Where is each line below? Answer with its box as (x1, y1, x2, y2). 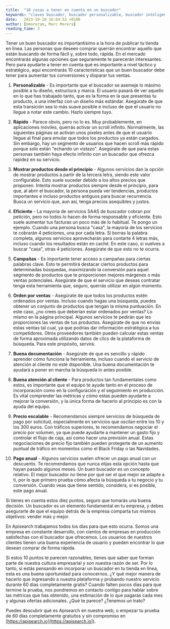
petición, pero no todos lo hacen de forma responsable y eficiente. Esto (13, 214, 162, 220)
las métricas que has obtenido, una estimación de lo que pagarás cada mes (6, 593, 163, 599)
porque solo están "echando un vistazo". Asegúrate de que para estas (13, 146, 159, 152)
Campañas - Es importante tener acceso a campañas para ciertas (13, 256, 151, 262)
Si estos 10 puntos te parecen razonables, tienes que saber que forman (6, 555, 154, 561)
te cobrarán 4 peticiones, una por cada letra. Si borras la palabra (13, 230, 148, 236)
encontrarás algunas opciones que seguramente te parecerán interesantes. (6, 56, 162, 62)
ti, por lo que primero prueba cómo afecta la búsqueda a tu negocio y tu (13, 477, 163, 483)
